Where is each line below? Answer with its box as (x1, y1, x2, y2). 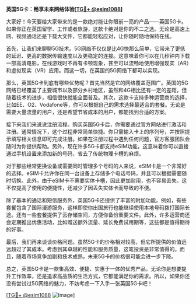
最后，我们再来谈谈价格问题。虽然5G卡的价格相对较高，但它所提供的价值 (6, 239, 182, 245)
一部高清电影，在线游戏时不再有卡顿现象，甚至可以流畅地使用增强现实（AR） (6, 60, 190, 67)
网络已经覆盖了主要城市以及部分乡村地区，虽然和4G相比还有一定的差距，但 (6, 87, 187, 93)
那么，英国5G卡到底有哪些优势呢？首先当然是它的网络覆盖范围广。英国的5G (6, 79, 188, 86)
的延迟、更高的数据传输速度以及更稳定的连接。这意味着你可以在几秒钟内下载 (6, 53, 190, 59)
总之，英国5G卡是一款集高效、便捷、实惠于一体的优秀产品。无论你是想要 (6, 265, 182, 272)
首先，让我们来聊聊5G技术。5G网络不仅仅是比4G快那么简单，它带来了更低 (6, 45, 185, 52)
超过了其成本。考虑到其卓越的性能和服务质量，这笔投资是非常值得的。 (10, 246, 180, 253)
